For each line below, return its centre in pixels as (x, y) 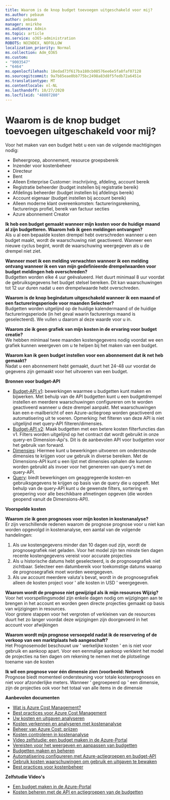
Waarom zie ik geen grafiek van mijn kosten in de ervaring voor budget (81, 329)
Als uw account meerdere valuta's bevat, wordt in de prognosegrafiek (85, 577)
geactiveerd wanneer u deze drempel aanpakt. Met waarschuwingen (84, 408)
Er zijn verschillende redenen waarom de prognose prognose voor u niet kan (85, 525)
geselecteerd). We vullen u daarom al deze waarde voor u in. (69, 319)
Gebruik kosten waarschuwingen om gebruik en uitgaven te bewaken (85, 762)
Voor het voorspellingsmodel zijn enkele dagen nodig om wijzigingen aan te (84, 598)
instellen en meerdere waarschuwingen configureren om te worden (83, 402)
